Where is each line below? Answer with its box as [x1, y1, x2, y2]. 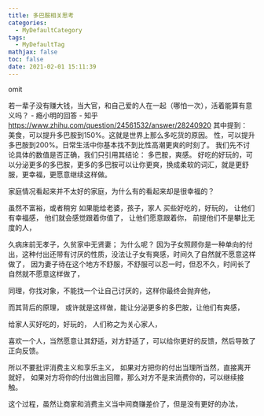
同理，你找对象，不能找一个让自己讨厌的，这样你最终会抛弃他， [8, 285, 214, 295]
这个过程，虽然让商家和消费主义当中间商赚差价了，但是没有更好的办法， [8, 399, 242, 408]
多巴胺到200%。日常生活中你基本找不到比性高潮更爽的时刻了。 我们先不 [8, 139, 244, 150]
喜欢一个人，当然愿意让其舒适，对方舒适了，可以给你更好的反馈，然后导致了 [8, 336, 256, 345]
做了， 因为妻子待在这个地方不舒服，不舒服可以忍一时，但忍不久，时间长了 [8, 259, 251, 269]
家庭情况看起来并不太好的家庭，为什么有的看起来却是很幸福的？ [8, 186, 214, 195]
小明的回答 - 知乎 [42, 110, 98, 120]
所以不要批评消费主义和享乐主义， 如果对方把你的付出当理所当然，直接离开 [8, 362, 251, 372]
